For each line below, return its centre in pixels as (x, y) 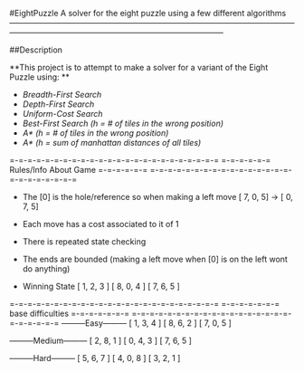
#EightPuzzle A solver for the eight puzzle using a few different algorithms (148, 13)
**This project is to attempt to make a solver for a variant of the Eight (139, 67)
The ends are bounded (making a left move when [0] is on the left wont (155, 259)
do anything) (46, 269)
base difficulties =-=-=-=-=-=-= (70, 313)
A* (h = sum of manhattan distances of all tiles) (112, 143)
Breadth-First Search (62, 95)
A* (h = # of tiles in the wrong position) (95, 133)
